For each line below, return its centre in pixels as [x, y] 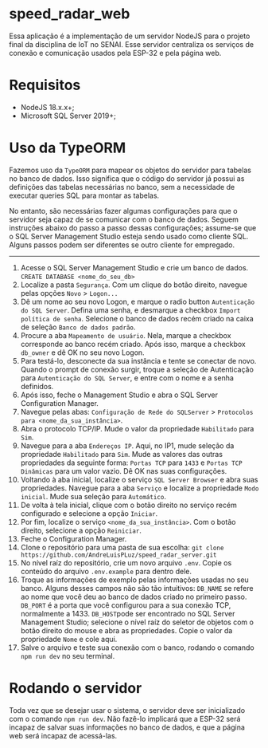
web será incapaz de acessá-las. [63, 735]
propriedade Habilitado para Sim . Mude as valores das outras [122, 454]
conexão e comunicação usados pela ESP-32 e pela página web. [115, 53]
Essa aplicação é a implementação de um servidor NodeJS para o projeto [130, 36]
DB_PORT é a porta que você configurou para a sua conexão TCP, [126, 605]
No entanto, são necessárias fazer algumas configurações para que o [123, 211]
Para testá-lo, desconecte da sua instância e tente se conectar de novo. [138, 360]
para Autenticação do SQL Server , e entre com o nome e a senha [127, 378]
